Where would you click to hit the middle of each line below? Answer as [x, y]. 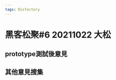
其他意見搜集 [24, 72]
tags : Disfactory [22, 9]
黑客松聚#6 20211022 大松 [58, 35]
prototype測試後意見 [36, 54]
